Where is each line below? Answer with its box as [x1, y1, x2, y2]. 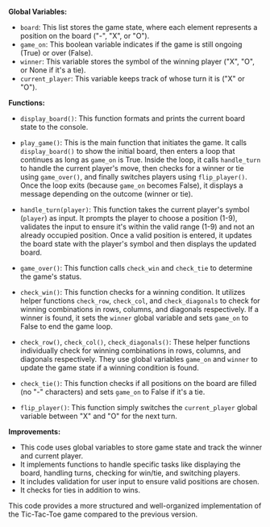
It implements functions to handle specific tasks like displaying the [19, 459, 241, 469]
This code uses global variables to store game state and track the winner [19, 442, 263, 452]
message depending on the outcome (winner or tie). [19, 189, 193, 198]
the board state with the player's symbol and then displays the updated [19, 239, 256, 248]
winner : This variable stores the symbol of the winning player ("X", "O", [19, 56, 255, 66]
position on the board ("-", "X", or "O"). [19, 31, 150, 40]
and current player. [19, 451, 83, 460]
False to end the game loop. [19, 322, 113, 331]
